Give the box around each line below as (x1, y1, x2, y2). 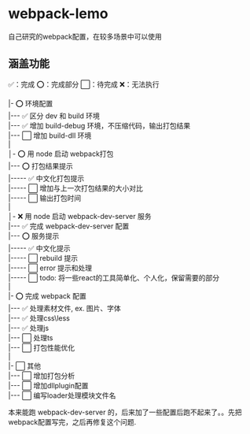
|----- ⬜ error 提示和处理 (8, 263, 93, 273)
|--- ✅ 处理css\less (8, 313, 71, 323)
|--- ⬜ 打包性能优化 (8, 343, 75, 352)
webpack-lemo (8, 5, 108, 23)
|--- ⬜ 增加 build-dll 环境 (8, 131, 92, 140)
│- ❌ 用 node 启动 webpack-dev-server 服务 (8, 211, 152, 221)
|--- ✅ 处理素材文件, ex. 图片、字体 (8, 303, 122, 313)
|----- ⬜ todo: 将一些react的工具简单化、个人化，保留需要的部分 (8, 273, 220, 282)
